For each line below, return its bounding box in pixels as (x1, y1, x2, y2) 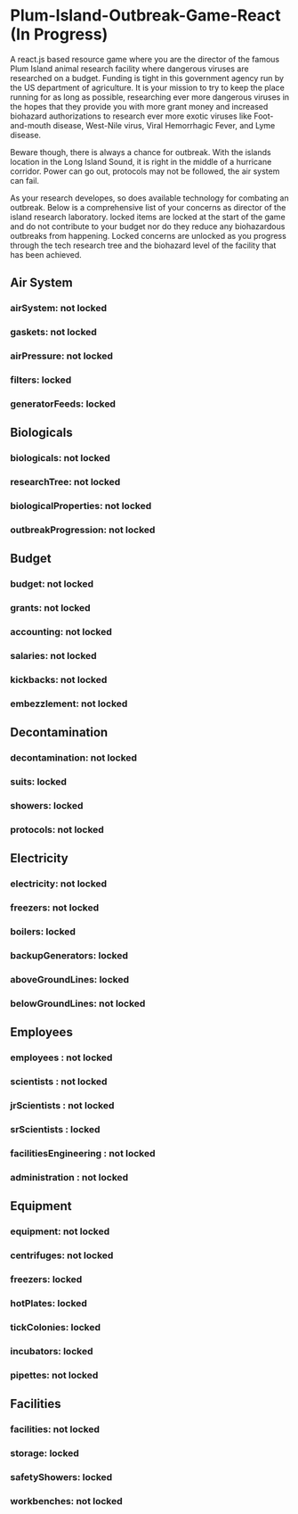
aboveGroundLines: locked (10, 974, 130, 986)
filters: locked (10, 374, 72, 386)
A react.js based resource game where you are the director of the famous (10, 53, 279, 64)
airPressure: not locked (10, 350, 114, 362)
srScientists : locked (10, 1123, 101, 1136)
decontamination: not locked (10, 752, 137, 764)
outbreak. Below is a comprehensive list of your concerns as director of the (10, 202, 286, 212)
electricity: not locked (10, 877, 108, 890)
